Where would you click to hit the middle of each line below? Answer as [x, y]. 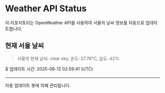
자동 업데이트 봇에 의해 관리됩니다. [38, 85]
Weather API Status [46, 9]
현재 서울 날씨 [25, 46]
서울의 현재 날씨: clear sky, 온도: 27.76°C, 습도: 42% [68, 58]
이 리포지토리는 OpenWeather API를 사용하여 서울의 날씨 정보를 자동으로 [75, 23]
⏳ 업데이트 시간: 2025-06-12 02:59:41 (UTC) [49, 69]
